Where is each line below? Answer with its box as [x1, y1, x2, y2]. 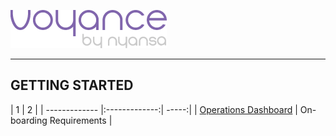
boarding [10, 114, 48, 126]
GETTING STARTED [10, 77, 134, 94]
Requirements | [49, 114, 113, 126]
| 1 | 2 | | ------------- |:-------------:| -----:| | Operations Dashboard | [10, 103, 298, 115]
